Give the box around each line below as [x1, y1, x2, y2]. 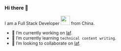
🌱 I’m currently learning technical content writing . [11, 35, 116, 41]
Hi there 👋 [4, 4, 29, 11]
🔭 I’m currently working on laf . [11, 30, 73, 36]
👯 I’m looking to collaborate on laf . [11, 40, 81, 46]
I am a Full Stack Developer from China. [4, 21, 95, 26]
